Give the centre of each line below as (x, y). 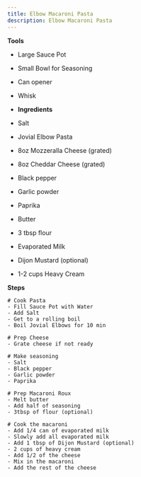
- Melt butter (28, 400)
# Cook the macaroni (38, 424)
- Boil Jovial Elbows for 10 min (57, 325)
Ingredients (35, 109)
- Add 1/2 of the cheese (44, 455)
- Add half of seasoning (44, 406)
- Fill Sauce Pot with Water (50, 306)
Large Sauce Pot (42, 54)
